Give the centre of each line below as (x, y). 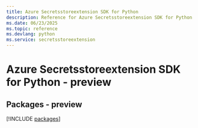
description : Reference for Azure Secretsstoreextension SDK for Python (99, 17)
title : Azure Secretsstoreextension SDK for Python (72, 12)
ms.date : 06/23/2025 (32, 23)
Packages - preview (44, 104)
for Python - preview (59, 82)
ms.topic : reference (32, 29)
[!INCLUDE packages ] (33, 119)
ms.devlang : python (31, 34)
